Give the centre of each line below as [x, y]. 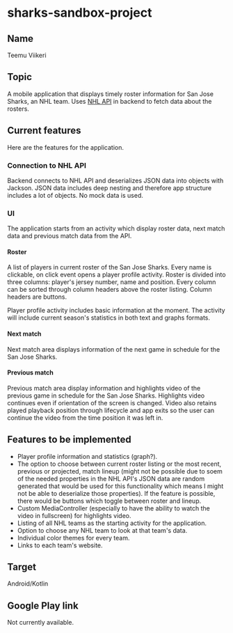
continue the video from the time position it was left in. [85, 417]
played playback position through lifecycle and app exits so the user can [111, 410]
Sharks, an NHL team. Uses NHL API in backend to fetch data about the [110, 101]
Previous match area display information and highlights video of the [104, 388]
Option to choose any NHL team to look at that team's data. [102, 530]
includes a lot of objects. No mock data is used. [75, 195]
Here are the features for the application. [65, 147]
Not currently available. [41, 623]
